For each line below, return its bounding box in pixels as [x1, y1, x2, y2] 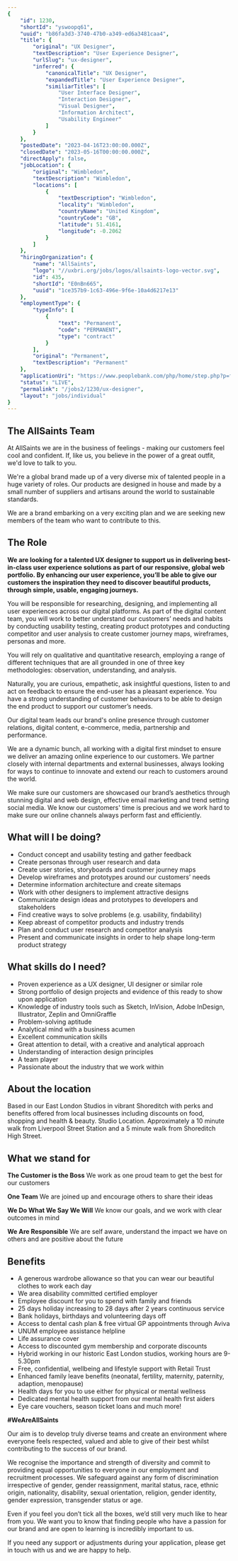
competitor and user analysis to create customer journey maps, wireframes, [7, 629, 229, 638]
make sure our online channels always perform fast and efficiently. [7, 811, 202, 819]
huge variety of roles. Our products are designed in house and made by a [7, 480, 222, 488]
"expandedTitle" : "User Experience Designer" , [45, 76, 186, 84]
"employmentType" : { [20, 300, 81, 307]
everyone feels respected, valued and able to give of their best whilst [7, 1436, 210, 1445]
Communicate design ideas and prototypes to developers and [17, 895, 198, 903]
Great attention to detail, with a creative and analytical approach [17, 1040, 205, 1048]
